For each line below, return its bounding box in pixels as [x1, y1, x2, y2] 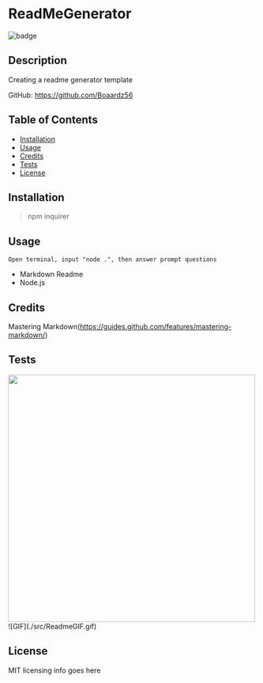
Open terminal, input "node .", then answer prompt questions [8, 256, 217, 264]
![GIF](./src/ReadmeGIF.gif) [8, 621, 97, 631]
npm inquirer [27, 211, 70, 222]
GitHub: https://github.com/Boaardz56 [8, 90, 133, 100]
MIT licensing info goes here [8, 666, 101, 675]
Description [8, 54, 67, 67]
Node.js [19, 278, 46, 287]
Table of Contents [8, 113, 99, 127]
